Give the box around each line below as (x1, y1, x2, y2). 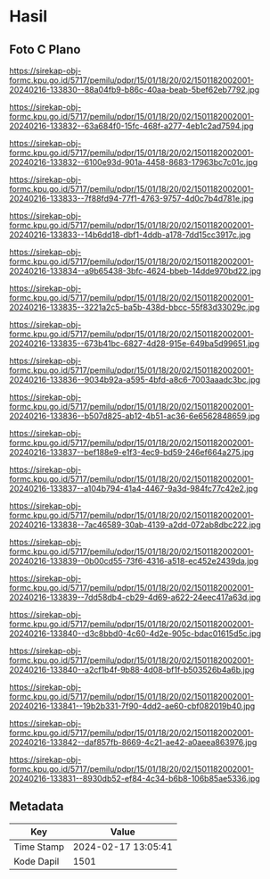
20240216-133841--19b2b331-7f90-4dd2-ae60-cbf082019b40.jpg (9, 701, 256, 711)
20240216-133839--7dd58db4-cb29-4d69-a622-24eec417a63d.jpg (9, 592, 261, 602)
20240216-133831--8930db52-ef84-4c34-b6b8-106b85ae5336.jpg (9, 774, 260, 784)
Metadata (9, 799, 64, 814)
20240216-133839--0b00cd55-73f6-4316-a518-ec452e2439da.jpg (9, 556, 259, 566)
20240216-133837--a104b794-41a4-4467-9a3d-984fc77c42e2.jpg (9, 484, 258, 493)
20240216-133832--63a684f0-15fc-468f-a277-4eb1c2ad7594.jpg (9, 120, 254, 131)
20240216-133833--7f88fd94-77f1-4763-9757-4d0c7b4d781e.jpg (9, 194, 254, 203)
